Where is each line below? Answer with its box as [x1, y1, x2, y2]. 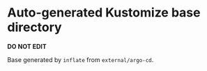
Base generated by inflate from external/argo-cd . [7, 55, 154, 63]
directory [7, 19, 62, 35]
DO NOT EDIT [7, 42, 47, 50]
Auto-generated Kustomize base [7, 5, 201, 21]
